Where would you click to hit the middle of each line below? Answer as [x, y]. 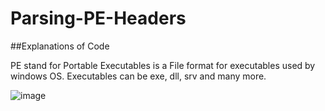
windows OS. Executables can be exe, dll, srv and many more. [138, 76]
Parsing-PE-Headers [98, 18]
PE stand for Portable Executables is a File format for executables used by [163, 65]
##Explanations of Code [60, 46]
